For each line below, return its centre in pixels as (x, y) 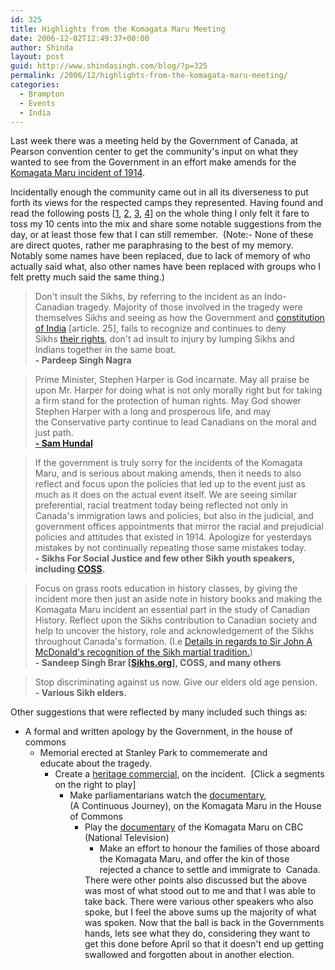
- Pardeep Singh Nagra (83, 360)
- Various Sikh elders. (81, 693)
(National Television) (127, 838)
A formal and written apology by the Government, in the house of (158, 732)
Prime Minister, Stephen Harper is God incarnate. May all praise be (172, 380)
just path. (54, 433)
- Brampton (42, 94)
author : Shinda (42, 47)
